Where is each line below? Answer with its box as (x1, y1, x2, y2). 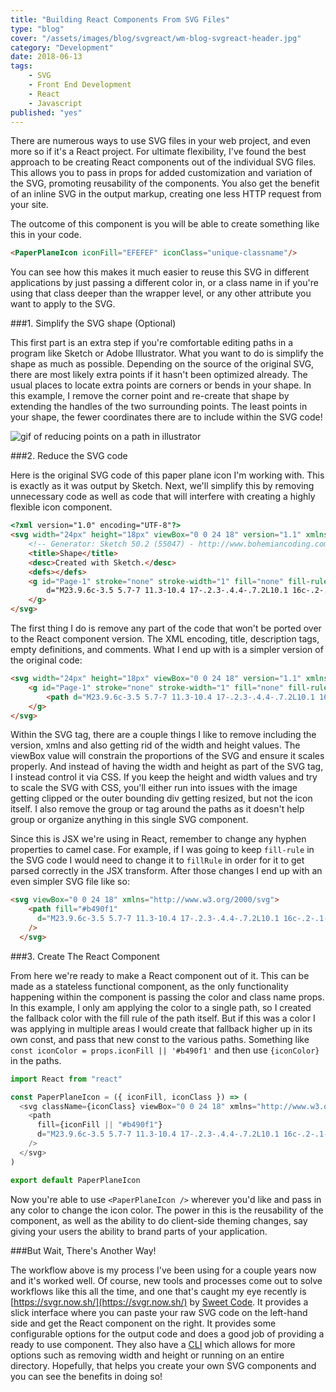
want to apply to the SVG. (10, 298, 116, 310)
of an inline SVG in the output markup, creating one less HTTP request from (10, 188, 322, 200)
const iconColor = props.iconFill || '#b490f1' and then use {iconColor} (10, 1044, 320, 1056)
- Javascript (28, 98, 83, 108)
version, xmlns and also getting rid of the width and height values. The (10, 739, 301, 751)
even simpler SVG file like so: (10, 876, 130, 888)
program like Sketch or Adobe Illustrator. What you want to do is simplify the (10, 347, 324, 360)
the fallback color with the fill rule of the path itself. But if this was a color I (10, 1012, 316, 1024)
